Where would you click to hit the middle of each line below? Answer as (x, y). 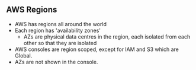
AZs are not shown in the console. (56, 62)
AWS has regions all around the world (60, 24)
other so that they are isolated (60, 43)
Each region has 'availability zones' (58, 30)
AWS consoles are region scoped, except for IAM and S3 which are (97, 49)
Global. (23, 55)
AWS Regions (32, 10)
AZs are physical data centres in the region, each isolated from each (107, 36)
